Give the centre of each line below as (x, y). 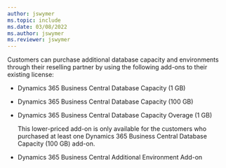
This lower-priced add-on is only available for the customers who (112, 129)
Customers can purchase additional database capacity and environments (113, 59)
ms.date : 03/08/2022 (38, 27)
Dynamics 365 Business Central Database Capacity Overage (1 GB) (115, 115)
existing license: (31, 75)
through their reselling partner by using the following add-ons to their (107, 67)
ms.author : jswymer (36, 33)
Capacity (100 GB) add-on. (56, 143)
